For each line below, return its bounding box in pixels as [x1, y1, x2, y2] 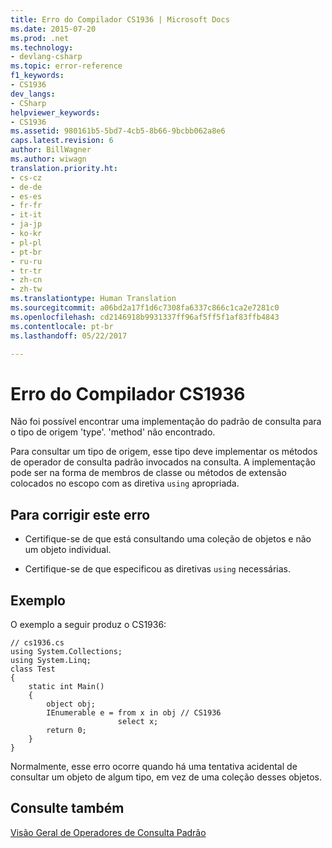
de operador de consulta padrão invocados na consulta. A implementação [10, 456, 316, 468]
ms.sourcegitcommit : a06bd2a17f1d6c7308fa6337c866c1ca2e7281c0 [10, 303, 280, 313]
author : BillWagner [10, 145, 92, 155]
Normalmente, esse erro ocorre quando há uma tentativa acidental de [10, 760, 298, 772]
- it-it [10, 210, 43, 220]
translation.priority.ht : [10, 163, 118, 173]
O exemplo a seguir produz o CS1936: [10, 618, 167, 630]
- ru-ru [10, 256, 43, 266]
